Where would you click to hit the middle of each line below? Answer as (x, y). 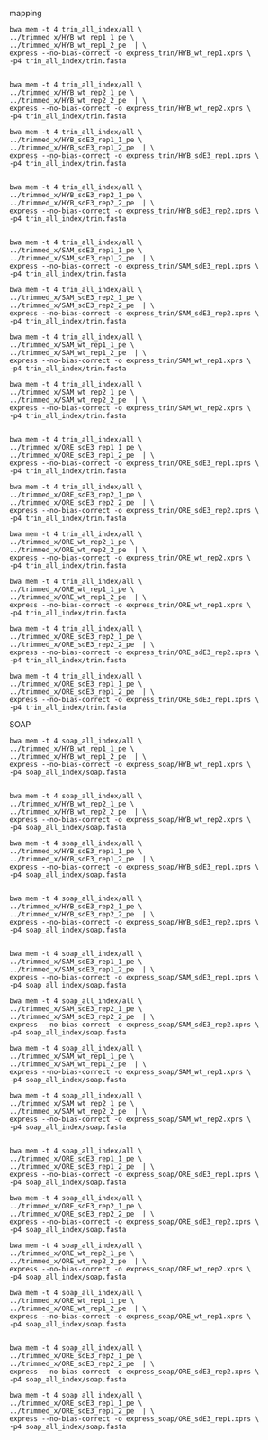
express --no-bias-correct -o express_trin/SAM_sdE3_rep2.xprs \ (134, 314)
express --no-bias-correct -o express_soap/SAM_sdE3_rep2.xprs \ (134, 1025)
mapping (26, 13)
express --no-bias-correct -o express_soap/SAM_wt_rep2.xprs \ (130, 1119)
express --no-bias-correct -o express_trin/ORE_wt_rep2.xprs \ (130, 558)
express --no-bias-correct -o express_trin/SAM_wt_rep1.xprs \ (130, 360)
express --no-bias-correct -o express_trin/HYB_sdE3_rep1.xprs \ (134, 156)
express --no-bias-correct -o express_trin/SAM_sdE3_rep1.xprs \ (134, 266)
